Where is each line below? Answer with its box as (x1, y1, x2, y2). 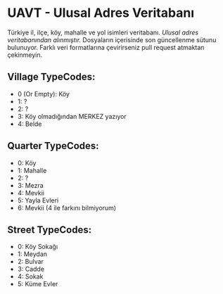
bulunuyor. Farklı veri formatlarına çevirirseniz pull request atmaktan (7, 43, 205, 51)
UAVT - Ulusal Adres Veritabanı (7, 5, 195, 21)
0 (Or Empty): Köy (17, 89, 70, 98)
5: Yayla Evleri (17, 196, 59, 205)
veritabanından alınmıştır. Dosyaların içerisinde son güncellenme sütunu (7, 35, 217, 44)
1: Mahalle (17, 166, 47, 174)
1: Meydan (17, 250, 48, 258)
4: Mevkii (17, 188, 44, 197)
